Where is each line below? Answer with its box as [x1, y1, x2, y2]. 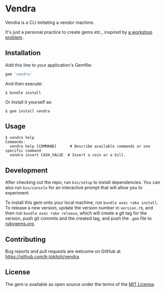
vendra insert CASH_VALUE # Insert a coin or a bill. [9, 153, 126, 158]
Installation [5, 49, 41, 57]
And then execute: [5, 81, 43, 87]
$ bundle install [5, 90, 41, 95]
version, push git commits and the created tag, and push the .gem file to [5, 215, 152, 221]
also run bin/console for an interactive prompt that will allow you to [5, 185, 143, 191]
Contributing [5, 235, 46, 244]
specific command [5, 148, 41, 153]
